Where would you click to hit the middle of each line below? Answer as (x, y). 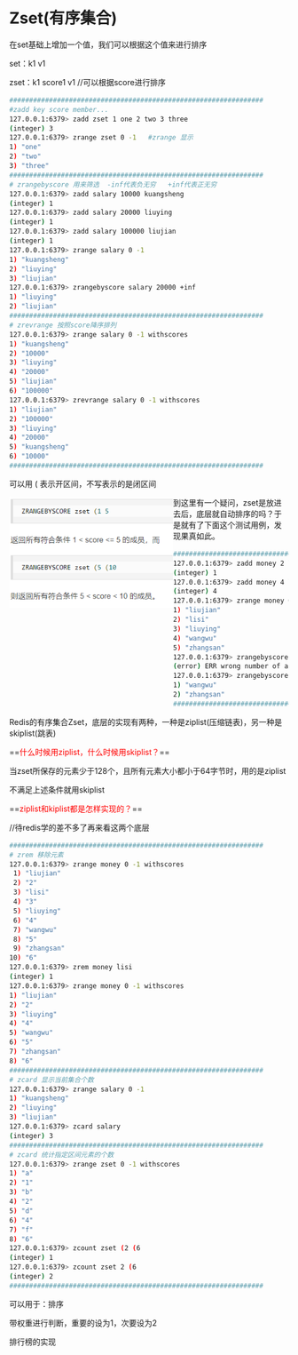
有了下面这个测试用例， (231, 524)
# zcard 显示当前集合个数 (52, 1080)
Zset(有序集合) (63, 18)
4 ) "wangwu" (195, 638)
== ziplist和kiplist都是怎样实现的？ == (76, 809)
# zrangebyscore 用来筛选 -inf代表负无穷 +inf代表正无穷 (113, 184)
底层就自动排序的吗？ (235, 514)
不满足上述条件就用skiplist (57, 789)
